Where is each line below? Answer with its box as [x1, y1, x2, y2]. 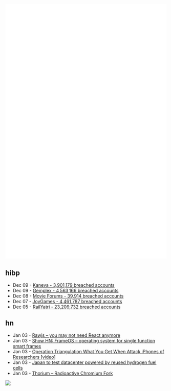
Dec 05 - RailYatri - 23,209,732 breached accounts [12, 304, 121, 310]
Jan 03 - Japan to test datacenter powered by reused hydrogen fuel [12, 359, 157, 365]
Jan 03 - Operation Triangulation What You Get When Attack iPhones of [12, 349, 165, 355]
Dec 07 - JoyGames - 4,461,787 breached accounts [12, 298, 122, 305]
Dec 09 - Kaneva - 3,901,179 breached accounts [12, 282, 115, 288]
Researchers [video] [12, 354, 56, 360]
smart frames [12, 343, 41, 349]
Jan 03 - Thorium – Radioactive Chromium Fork [12, 370, 113, 377]
